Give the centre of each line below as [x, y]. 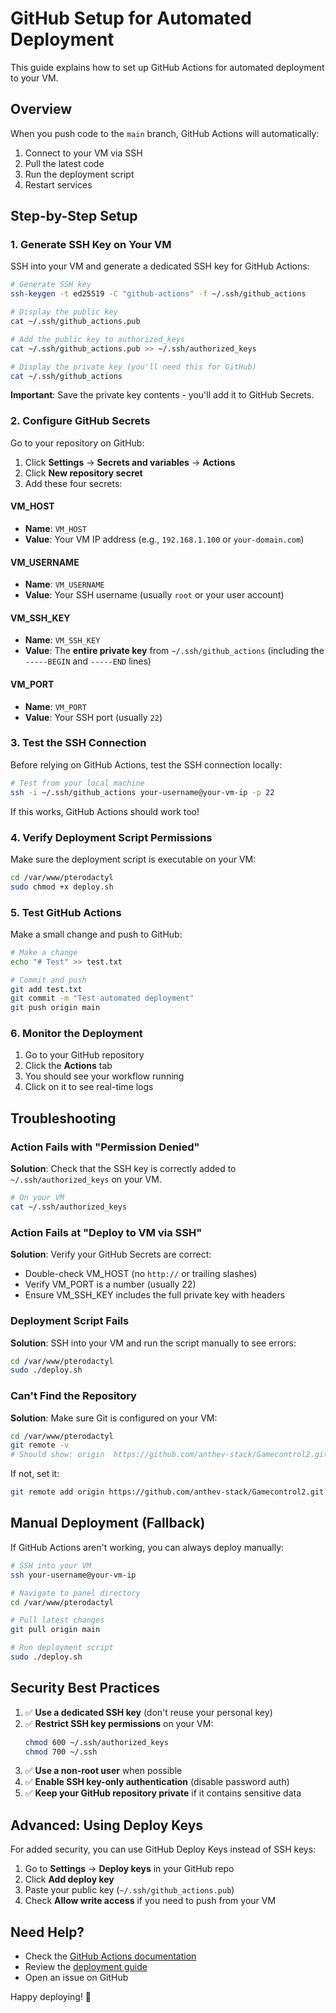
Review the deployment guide [86, 1967]
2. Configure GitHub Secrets [80, 421]
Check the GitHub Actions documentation [110, 1956]
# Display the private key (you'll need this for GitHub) [133, 367]
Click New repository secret [83, 473]
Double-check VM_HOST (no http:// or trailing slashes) [141, 1274]
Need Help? [47, 1932]
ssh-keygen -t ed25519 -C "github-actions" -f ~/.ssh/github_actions [158, 294]
